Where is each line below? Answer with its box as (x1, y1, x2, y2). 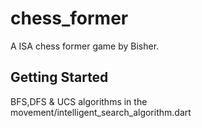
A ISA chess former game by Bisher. (10, 40, 160, 52)
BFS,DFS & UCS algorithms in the (10, 95, 148, 107)
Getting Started (10, 69, 109, 86)
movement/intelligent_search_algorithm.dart (10, 106, 192, 118)
